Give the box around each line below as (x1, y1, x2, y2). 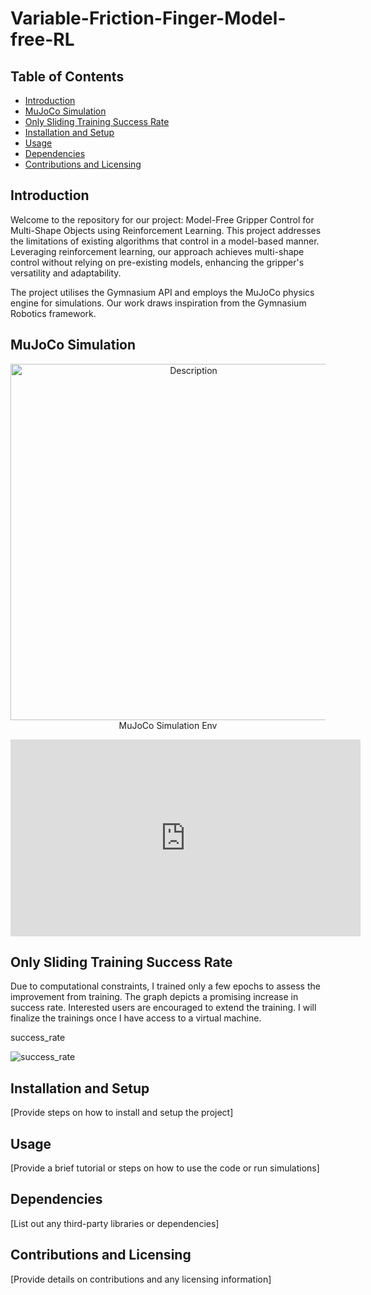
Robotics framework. (10, 307, 97, 319)
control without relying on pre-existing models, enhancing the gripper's (10, 256, 305, 268)
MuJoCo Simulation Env (118, 719, 218, 731)
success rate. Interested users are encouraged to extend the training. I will (10, 1002, 317, 1014)
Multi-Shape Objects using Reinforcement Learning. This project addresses (10, 224, 322, 236)
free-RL (10, 28, 75, 51)
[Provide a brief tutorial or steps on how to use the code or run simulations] (10, 1162, 320, 1174)
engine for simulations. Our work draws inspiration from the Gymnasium (10, 297, 307, 309)
